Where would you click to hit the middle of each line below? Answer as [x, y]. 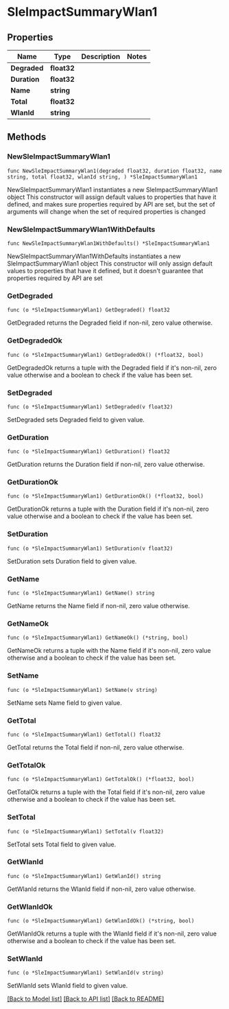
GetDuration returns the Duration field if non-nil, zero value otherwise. [106, 465]
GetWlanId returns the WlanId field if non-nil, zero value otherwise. [101, 889]
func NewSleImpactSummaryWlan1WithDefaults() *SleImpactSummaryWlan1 [109, 243]
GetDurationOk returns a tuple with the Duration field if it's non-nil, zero [108, 509]
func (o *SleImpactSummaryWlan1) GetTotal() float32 [84, 734]
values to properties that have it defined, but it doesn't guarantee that [105, 270]
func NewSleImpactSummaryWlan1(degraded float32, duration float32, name [115, 171]
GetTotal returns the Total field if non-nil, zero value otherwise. [96, 747]
